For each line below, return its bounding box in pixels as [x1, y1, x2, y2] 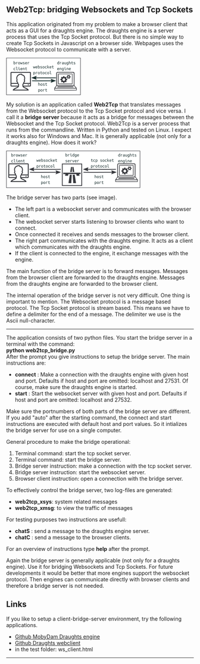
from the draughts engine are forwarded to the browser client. [6, 280, 158, 287]
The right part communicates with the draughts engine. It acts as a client [14, 237, 193, 244]
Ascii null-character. [6, 317, 55, 324]
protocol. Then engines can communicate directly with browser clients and [6, 575, 190, 582]
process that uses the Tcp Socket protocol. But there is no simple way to [6, 33, 185, 40]
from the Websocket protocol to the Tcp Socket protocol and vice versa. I [6, 107, 186, 114]
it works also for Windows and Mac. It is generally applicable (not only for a [6, 132, 191, 139]
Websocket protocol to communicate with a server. [6, 46, 132, 53]
